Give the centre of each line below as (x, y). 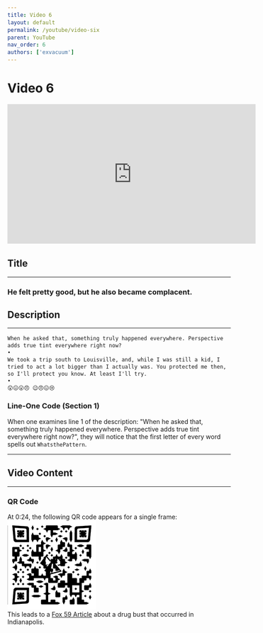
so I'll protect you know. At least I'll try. (77, 374)
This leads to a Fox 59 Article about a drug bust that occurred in (101, 614)
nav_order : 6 (27, 45)
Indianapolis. (26, 622)
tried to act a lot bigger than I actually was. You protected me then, (117, 367)
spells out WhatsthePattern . (47, 444)
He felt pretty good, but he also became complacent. (100, 292)
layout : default (31, 22)
